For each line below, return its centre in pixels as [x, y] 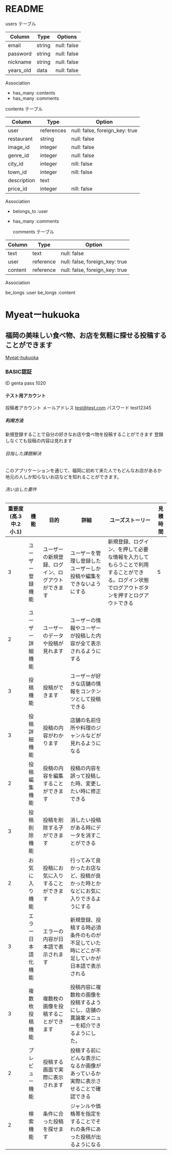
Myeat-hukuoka [22, 357]
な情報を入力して [128, 557]
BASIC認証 [19, 372]
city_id [16, 163]
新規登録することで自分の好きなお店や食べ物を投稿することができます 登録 [84, 434]
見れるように [85, 743]
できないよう [85, 584]
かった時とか [85, 883]
